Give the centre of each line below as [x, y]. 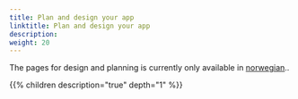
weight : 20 [30, 42]
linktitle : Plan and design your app [80, 26]
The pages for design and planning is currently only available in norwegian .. [149, 68]
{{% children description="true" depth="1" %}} [96, 85]
